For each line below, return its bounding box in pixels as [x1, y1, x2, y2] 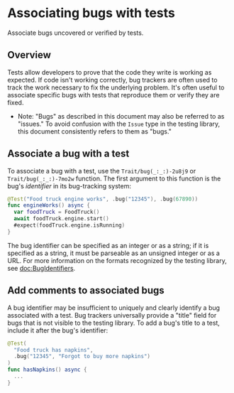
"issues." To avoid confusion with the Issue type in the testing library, [17, 119, 221, 128]
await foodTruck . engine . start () [13, 215, 110, 222]
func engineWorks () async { [7, 202, 91, 209]
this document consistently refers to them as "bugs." [17, 126, 172, 136]
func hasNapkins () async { [7, 366, 87, 374]
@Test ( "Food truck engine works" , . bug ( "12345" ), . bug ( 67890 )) [7, 195, 199, 203]
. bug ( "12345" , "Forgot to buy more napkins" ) [13, 353, 151, 360]
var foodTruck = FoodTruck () [13, 208, 100, 216]
